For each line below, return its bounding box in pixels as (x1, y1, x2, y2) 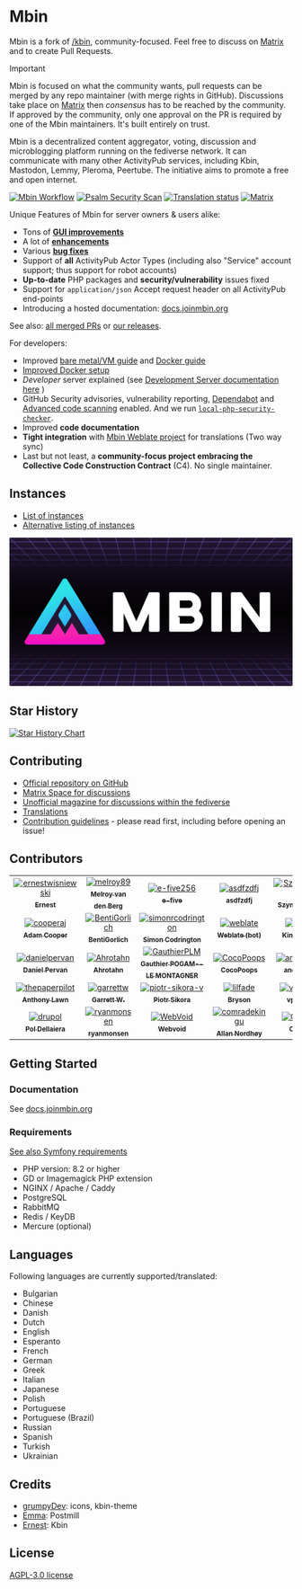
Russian (22, 1422, 52, 1433)
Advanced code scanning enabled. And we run (22, 403, 197, 413)
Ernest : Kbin (22, 1519, 68, 1530)
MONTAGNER (155, 971, 199, 981)
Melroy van (90, 890, 127, 900)
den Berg (93, 901, 123, 910)
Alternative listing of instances (22, 519, 135, 530)
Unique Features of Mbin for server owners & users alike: (9, 209, 221, 219)
